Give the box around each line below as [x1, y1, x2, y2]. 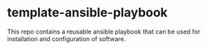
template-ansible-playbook [7, 5, 168, 21]
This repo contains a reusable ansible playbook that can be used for [7, 27, 201, 36]
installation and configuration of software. [7, 34, 126, 42]
